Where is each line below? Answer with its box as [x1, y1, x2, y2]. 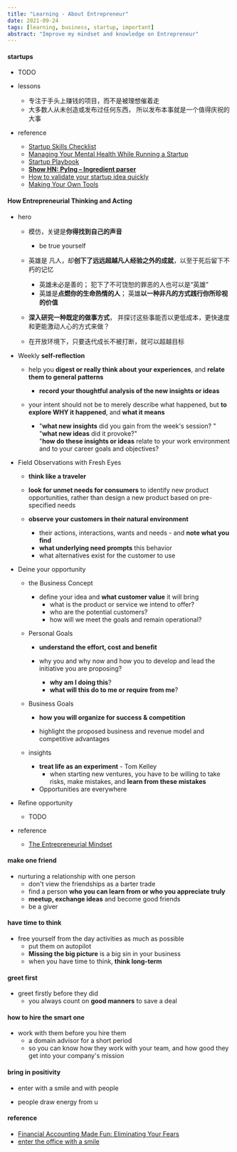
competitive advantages [38, 734, 110, 743]
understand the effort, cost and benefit [38, 642, 158, 651]
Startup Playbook [28, 157, 80, 166]
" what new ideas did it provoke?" [38, 429, 137, 438]
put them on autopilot [28, 942, 92, 951]
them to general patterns [28, 372, 104, 381]
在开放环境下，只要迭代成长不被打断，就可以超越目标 [28, 337, 185, 345]
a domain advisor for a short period [28, 1037, 132, 1045]
